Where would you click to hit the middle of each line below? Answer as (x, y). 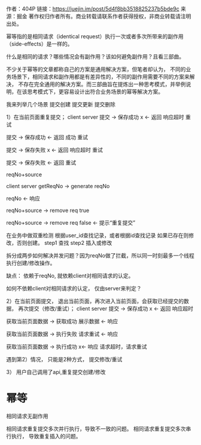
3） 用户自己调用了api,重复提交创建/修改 (56, 372)
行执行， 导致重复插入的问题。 (44, 436)
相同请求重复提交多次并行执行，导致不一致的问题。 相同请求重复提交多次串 (99, 428)
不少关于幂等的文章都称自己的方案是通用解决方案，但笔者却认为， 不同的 (96, 69)
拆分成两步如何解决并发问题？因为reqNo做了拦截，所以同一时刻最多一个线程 (100, 255)
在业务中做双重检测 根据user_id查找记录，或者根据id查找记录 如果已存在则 (98, 235)
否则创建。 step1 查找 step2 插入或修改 (64, 243)
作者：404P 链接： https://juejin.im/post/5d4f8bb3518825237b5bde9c (93, 9)
